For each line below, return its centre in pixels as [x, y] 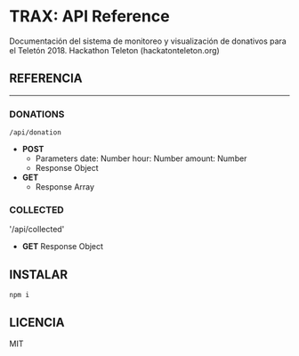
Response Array [65, 187]
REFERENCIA [46, 79]
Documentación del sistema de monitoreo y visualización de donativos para [148, 41]
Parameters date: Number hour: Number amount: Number [141, 158]
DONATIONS [37, 114]
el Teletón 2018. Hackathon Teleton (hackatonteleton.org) [114, 50]
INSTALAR [39, 275]
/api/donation [36, 133]
